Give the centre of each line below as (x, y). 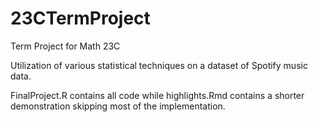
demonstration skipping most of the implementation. (118, 106)
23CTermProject (80, 18)
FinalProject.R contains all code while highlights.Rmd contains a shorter (157, 95)
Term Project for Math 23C (65, 46)
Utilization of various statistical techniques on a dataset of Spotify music (159, 65)
